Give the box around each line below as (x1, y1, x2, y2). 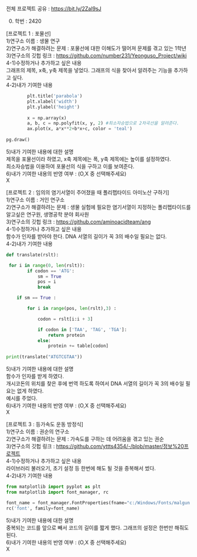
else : (37, 337, 51, 343)
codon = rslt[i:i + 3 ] (37, 316, 93, 322)
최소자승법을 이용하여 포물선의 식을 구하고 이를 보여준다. (6, 163, 135, 170)
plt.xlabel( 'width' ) (27, 99, 77, 104)
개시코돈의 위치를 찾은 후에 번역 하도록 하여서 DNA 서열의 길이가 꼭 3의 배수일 (6, 380, 185, 387)
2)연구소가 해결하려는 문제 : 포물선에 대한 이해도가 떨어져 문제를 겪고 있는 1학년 (6, 45, 186, 52)
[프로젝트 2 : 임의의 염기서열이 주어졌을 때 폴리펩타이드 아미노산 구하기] (6, 188, 169, 195)
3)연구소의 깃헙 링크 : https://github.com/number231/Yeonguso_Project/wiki (6, 52, 187, 59)
